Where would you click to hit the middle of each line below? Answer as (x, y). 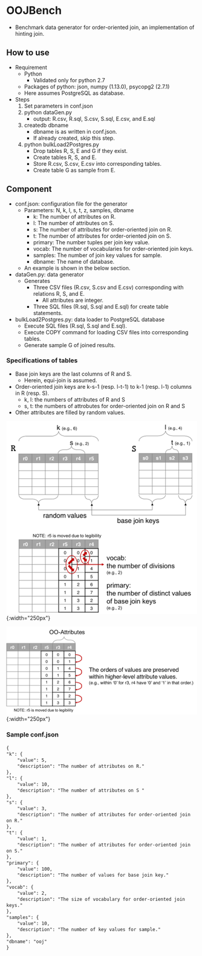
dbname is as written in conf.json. (75, 131)
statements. (48, 313)
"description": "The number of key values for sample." (89, 929)
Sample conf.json (33, 735)
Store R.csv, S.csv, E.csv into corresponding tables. (97, 163)
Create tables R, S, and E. (65, 157)
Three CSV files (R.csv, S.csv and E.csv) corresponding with (108, 287)
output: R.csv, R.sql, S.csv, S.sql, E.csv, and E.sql (94, 119)
